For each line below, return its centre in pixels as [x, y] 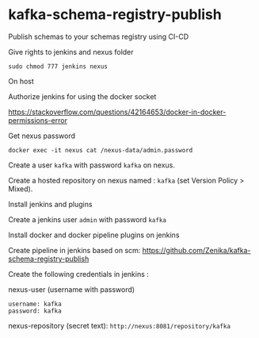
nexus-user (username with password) [72, 289]
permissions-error [38, 120]
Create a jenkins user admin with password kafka [87, 219]
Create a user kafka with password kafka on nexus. [92, 165]
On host [21, 81]
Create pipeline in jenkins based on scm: [74, 250]
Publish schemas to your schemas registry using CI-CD [99, 36]
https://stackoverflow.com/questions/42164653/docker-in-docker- [117, 112]
